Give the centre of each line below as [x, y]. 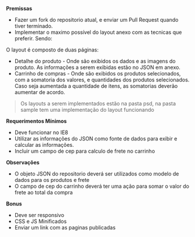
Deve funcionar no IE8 [41, 132]
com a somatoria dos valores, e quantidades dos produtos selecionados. [102, 80]
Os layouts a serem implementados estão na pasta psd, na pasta [98, 104]
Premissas [19, 8]
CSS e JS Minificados [41, 221]
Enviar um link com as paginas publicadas [65, 227]
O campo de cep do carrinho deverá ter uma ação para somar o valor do [102, 186]
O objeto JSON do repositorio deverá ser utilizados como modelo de [97, 174]
